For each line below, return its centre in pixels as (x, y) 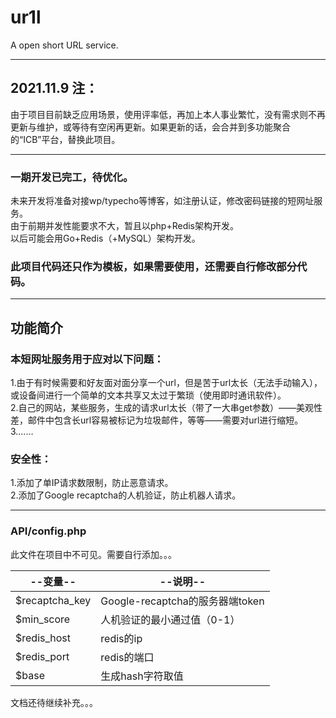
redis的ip (121, 638)
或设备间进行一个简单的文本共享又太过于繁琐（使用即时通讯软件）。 (148, 395)
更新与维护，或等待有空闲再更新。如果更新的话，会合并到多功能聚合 (150, 127)
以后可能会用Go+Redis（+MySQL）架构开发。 (105, 238)
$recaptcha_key (53, 600)
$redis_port (42, 656)
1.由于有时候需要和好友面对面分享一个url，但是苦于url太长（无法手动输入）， (166, 383)
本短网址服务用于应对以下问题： (87, 359)
